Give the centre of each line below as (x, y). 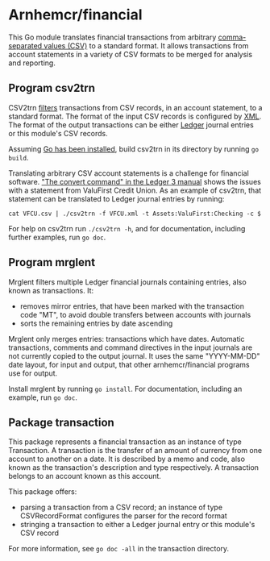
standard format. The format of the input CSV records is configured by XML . (135, 116)
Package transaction (61, 422)
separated (25, 45)
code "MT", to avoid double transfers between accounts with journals (135, 314)
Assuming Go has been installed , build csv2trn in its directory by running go (134, 149)
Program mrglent (52, 262)
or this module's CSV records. (58, 133)
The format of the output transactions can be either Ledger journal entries (131, 125)
